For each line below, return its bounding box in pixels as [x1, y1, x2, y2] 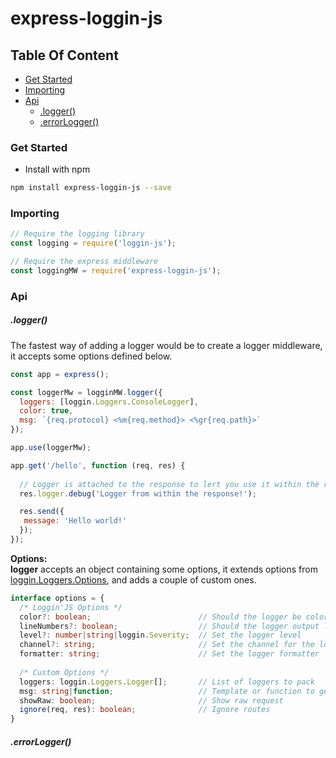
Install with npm [24, 163, 91, 176]
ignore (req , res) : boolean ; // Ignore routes [19, 705, 271, 715]
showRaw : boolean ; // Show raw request [19, 695, 284, 706]
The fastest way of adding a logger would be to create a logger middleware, [10, 339, 323, 351]
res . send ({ [19, 507, 65, 517]
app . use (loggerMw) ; [10, 443, 92, 453]
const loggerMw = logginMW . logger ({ [10, 387, 163, 397]
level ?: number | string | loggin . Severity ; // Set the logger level [19, 630, 302, 641]
